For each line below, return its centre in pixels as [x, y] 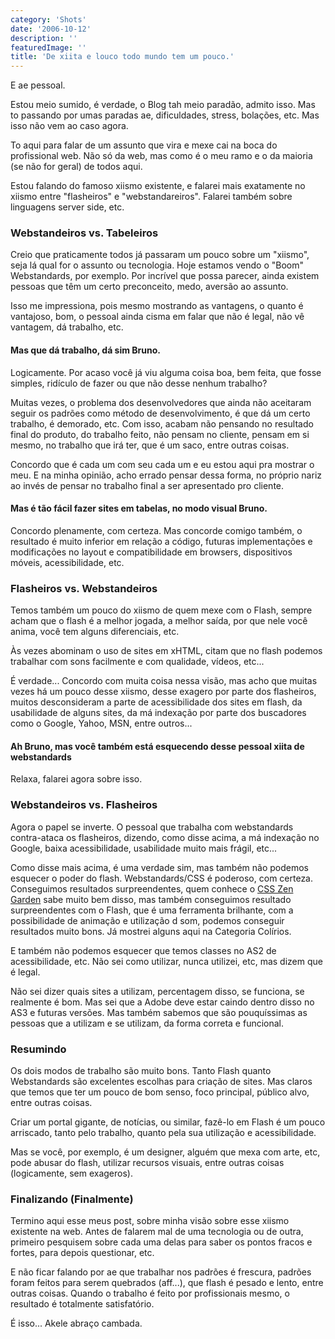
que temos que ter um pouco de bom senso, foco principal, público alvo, [160, 1092]
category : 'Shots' [48, 19]
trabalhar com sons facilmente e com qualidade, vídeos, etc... [137, 662]
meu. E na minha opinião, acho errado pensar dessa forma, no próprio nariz [166, 475]
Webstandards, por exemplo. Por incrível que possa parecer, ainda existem [165, 276]
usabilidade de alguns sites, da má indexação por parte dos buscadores [158, 713]
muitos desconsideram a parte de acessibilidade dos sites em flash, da [156, 702]
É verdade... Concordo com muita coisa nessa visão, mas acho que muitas [164, 681]
